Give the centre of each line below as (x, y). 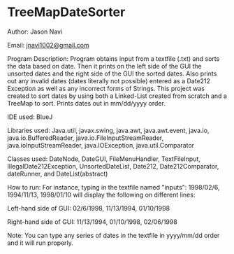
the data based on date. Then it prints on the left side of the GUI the (104, 66)
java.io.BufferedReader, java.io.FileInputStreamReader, (86, 138)
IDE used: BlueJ (30, 117)
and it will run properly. (40, 243)
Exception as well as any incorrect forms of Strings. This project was (106, 88)
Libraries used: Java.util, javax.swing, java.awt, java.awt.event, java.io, (108, 130)
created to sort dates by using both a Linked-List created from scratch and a (117, 96)
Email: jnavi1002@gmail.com (48, 45)
